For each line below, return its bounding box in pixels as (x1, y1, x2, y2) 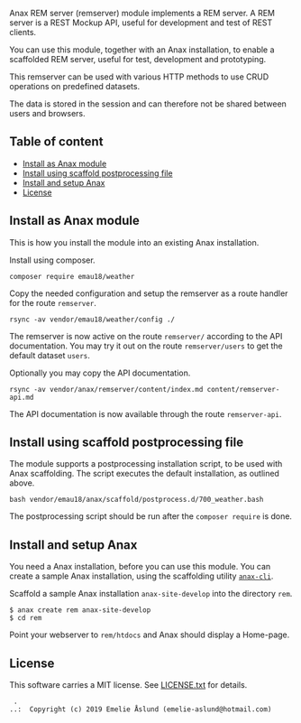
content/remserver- (206, 385, 280, 394)
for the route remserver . (9, 297, 97, 308)
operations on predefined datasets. (9, 81, 141, 91)
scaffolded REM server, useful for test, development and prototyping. (9, 54, 267, 64)
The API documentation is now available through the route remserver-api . (9, 408, 282, 419)
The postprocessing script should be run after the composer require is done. (9, 511, 293, 522)
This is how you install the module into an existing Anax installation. (9, 236, 260, 247)
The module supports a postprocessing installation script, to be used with (9, 459, 283, 469)
